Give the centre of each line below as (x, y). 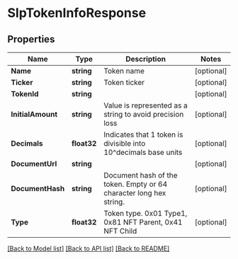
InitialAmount (34, 114)
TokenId (25, 94)
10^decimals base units (143, 152)
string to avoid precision (144, 114)
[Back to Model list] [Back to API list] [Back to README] (89, 248)
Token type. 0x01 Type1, (146, 213)
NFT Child (120, 231)
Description (146, 59)
